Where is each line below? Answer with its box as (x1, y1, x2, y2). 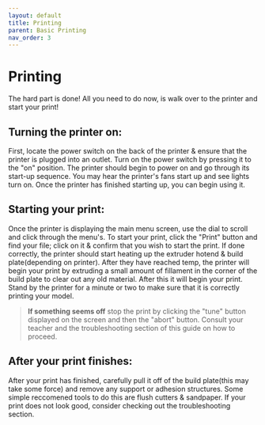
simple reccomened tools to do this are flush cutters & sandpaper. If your (8, 393, 246, 402)
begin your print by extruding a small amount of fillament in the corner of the (8, 266, 258, 275)
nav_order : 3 (8, 33, 51, 42)
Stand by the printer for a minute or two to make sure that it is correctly (8, 283, 240, 292)
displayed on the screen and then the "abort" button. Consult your (27, 314, 244, 324)
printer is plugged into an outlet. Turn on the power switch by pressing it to (8, 155, 252, 164)
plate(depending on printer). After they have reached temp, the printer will (8, 257, 250, 267)
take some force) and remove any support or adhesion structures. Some (8, 384, 244, 393)
